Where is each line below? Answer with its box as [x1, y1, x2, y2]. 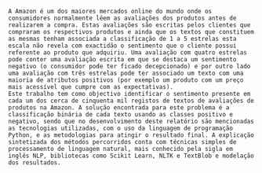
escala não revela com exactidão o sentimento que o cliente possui [8, 42, 237, 50]
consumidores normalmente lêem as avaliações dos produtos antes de [8, 14, 237, 22]
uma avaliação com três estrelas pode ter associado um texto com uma [8, 69, 244, 77]
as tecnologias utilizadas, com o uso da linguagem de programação [8, 124, 234, 132]
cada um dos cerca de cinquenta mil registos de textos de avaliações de [8, 97, 255, 105]
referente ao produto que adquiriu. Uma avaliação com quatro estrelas [8, 49, 247, 57]
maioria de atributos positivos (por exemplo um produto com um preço [8, 76, 244, 84]
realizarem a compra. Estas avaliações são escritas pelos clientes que [8, 21, 251, 29]
